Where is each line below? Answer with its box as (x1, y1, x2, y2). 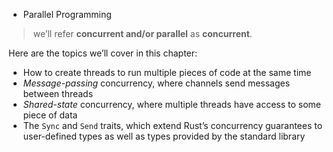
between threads (22, 88, 94, 99)
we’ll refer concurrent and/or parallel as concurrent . (32, 28, 253, 39)
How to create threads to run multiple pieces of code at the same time (22, 67, 312, 78)
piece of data (22, 109, 78, 121)
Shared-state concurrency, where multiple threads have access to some (22, 99, 322, 110)
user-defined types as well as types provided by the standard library (22, 130, 306, 142)
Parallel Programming (22, 9, 112, 20)
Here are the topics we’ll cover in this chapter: (8, 47, 198, 59)
